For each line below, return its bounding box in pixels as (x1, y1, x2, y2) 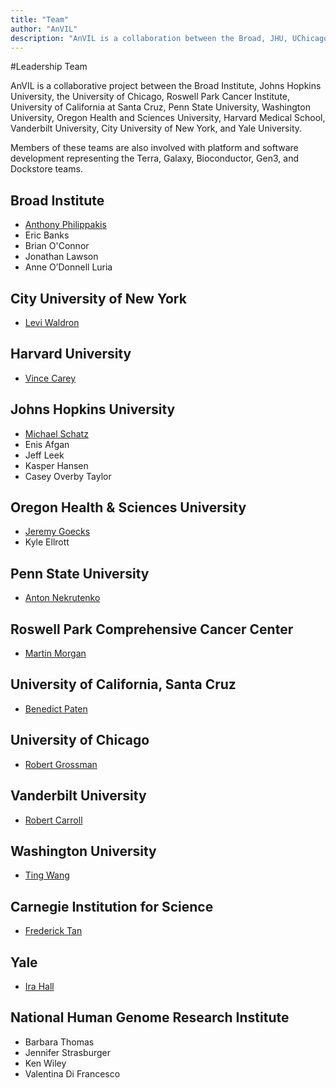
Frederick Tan (24, 925, 83, 937)
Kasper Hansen (24, 459, 89, 471)
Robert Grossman (24, 758, 98, 770)
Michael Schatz (24, 427, 89, 440)
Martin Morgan (24, 647, 87, 660)
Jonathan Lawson (24, 251, 99, 263)
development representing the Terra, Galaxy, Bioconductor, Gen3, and (10, 152, 299, 165)
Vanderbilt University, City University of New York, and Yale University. (10, 122, 303, 135)
